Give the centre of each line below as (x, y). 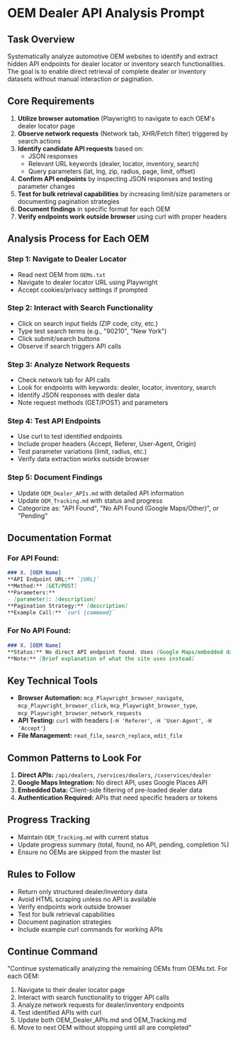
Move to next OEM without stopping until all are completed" (104, 1028)
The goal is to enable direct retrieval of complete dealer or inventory (107, 71)
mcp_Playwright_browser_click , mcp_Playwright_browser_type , (108, 705)
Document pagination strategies (64, 922)
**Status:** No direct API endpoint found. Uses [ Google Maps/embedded (115, 652)
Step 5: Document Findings (55, 477)
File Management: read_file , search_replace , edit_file (100, 736)
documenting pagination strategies (68, 201)
